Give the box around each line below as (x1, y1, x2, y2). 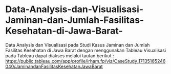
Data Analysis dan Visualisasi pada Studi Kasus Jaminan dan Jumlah (5, 42, 150, 48)
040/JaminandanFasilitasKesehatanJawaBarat (5, 63, 103, 69)
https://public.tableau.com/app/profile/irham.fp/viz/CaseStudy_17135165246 (5, 58, 166, 64)
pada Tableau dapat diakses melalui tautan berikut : (5, 52, 114, 59)
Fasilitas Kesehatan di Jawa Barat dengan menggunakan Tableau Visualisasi (5, 47, 166, 53)
